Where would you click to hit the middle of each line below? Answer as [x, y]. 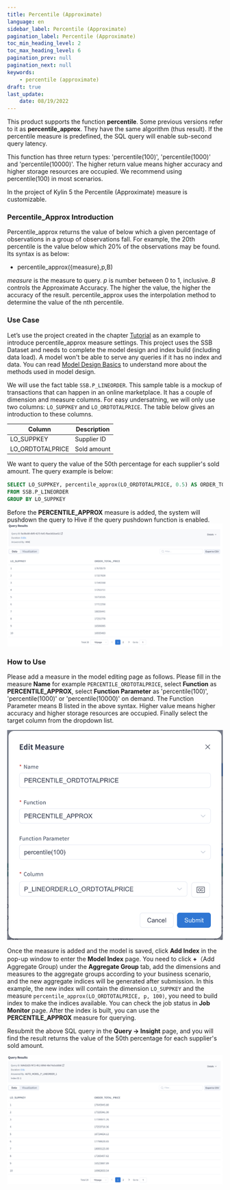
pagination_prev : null [39, 58]
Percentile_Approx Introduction [61, 218]
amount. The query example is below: [60, 471]
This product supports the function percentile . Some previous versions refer [115, 122]
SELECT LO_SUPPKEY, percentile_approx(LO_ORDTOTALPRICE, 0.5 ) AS [102, 485]
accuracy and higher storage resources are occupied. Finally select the [107, 713]
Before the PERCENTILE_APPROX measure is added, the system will [104, 512]
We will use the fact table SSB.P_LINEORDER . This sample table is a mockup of [115, 385]
